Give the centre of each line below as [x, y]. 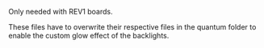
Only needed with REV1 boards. [61, 12]
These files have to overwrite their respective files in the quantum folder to [132, 27]
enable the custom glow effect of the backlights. [89, 36]
